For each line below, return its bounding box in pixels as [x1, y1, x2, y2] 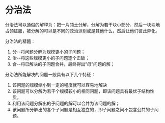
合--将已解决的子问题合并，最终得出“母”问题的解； [12, 61, 115, 67]
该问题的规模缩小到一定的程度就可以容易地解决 [12, 82, 107, 88]
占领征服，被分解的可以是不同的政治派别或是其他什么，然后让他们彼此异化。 [5, 28, 160, 33]
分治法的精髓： [5, 38, 35, 44]
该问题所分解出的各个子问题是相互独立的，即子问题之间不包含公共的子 [12, 106, 155, 112]
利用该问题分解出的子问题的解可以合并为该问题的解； [12, 100, 120, 106]
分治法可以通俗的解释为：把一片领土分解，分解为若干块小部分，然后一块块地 [5, 22, 160, 28]
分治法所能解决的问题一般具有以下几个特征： [5, 71, 96, 77]
